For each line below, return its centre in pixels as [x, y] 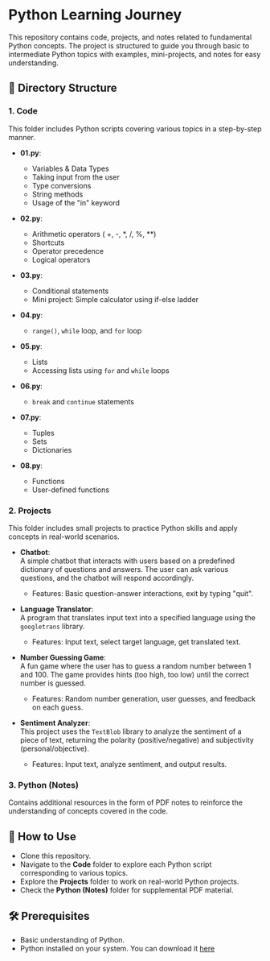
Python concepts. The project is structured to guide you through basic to [129, 45]
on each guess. [57, 707]
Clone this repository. [55, 856]
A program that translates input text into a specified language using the [137, 617]
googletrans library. [52, 626]
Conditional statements [70, 291]
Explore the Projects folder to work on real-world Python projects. [129, 882]
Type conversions [61, 185]
